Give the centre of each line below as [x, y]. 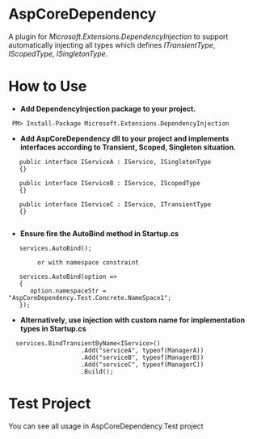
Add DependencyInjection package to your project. [108, 108]
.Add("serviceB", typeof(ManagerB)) [142, 357]
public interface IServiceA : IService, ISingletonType [115, 162]
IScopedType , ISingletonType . [58, 53]
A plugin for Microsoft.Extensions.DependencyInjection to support [118, 36]
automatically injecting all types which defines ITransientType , [112, 44]
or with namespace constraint [88, 262]
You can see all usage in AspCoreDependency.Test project [106, 426]
